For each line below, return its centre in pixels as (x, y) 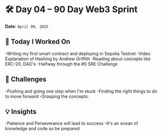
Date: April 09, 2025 (27, 26)
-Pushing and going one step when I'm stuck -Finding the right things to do (81, 91)
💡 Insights (21, 111)
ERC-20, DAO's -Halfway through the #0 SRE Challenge (61, 64)
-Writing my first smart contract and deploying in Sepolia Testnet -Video (78, 53)
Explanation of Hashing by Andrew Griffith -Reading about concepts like (78, 59)
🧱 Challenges (26, 79)
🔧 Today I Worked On (38, 42)
